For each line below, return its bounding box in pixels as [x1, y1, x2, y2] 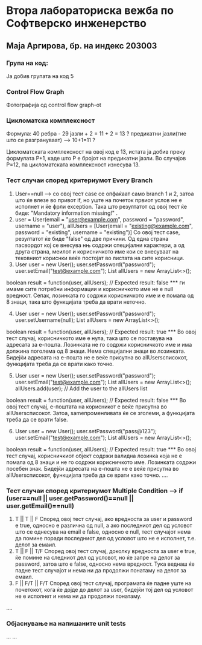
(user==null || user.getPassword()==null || [6, 494, 134, 502]
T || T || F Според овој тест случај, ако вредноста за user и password [14, 516, 192, 523]
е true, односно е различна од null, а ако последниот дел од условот [14, 522, 192, 529]
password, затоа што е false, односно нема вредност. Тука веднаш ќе [14, 560, 195, 568]
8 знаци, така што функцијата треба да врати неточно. [6, 298, 147, 306]
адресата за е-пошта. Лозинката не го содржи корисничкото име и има [6, 341, 192, 348]
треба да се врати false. [6, 416, 68, 423]
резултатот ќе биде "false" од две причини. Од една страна [14, 235, 169, 242]
